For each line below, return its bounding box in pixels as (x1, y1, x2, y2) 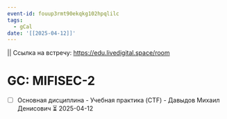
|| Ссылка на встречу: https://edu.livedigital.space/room (7, 49, 170, 57)
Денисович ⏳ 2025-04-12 (17, 104, 94, 113)
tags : (7, 17, 23, 24)
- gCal (13, 23, 33, 30)
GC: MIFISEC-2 (7, 73, 96, 89)
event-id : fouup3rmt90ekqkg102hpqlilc (7, 10, 119, 17)
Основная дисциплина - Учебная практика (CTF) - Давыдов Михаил (17, 96, 220, 104)
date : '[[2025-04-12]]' (7, 29, 76, 37)
